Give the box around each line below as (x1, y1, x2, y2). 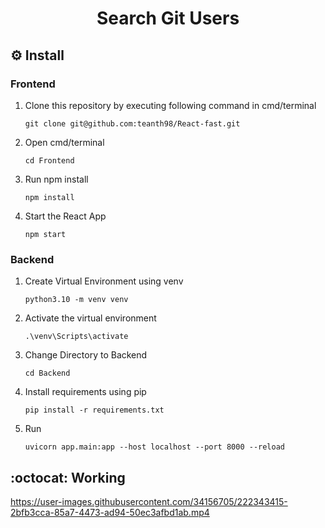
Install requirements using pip (24, 386, 147, 398)
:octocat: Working (10, 469, 126, 486)
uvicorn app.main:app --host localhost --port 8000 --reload (24, 442, 286, 452)
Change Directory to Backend (24, 349, 148, 361)
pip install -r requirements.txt (24, 405, 165, 416)
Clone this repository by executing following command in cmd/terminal (24, 99, 317, 111)
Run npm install (24, 173, 89, 185)
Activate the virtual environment (24, 312, 157, 324)
